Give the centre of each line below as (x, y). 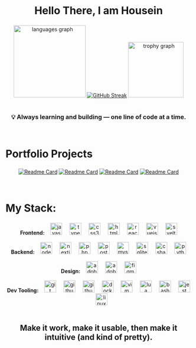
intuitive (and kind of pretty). (99, 337)
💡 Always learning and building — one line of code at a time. (99, 117)
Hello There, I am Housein (99, 11)
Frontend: (32, 232)
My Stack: (31, 208)
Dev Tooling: (23, 290)
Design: (71, 271)
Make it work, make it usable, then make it (99, 328)
